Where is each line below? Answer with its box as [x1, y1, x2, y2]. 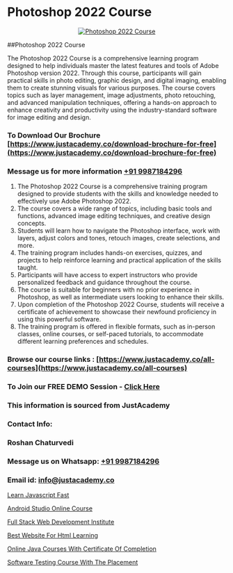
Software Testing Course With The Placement [7, 558, 138, 566]
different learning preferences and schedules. [17, 338, 149, 346]
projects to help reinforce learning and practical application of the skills [17, 256, 222, 265]
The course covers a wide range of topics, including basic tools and [17, 204, 212, 213]
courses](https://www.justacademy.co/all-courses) [7, 363, 188, 373]
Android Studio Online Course [7, 504, 93, 513]
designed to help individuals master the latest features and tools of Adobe [7, 61, 219, 69]
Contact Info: [7, 419, 53, 429]
